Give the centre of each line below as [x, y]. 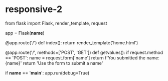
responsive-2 [34, 9]
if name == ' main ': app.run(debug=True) [47, 73]
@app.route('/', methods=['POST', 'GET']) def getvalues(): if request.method [84, 52]
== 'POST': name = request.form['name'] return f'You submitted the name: [82, 58]
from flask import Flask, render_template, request [56, 23]
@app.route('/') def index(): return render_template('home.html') [72, 43]
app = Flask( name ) [25, 33]
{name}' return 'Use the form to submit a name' [54, 63]
